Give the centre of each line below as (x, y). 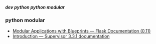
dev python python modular (35, 7)
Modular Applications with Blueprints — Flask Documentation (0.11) (82, 31)
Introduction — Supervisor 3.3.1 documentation (61, 36)
